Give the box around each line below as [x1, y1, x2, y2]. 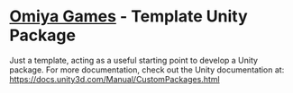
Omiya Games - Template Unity [9, 6, 248, 27]
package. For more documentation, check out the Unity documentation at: [9, 64, 285, 75]
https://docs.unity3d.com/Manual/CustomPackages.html [9, 73, 220, 84]
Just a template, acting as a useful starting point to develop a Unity [9, 55, 259, 65]
